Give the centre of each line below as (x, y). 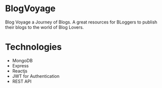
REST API (22, 81)
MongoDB (22, 60)
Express (20, 66)
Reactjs (20, 71)
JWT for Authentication (36, 76)
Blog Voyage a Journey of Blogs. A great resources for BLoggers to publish (81, 22)
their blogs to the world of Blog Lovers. (45, 27)
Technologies (34, 47)
